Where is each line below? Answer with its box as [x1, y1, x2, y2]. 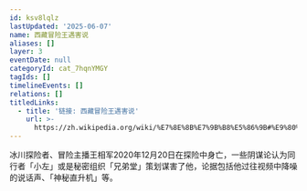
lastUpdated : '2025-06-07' [9, 22, 112, 31]
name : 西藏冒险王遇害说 [9, 30, 90, 39]
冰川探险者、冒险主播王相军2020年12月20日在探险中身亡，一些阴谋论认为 [9, 149, 288, 160]
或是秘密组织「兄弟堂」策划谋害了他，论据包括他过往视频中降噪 [57, 161, 298, 171]
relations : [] [9, 89, 64, 98]
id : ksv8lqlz [9, 13, 59, 23]
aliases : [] [9, 38, 55, 48]
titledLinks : [9, 97, 59, 107]
